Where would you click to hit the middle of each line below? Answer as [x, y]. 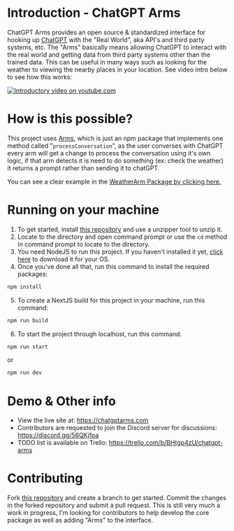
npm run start [28, 347]
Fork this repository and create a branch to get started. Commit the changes [117, 498]
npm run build [28, 320]
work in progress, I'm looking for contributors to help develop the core [108, 513]
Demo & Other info [62, 401]
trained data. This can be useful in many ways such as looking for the [107, 62]
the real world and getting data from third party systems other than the [109, 55]
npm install [24, 287]
